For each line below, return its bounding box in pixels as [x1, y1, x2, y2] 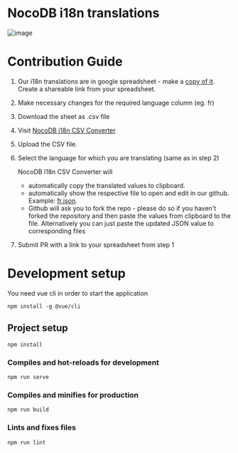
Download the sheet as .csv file [17, 112, 110, 120]
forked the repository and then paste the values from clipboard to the [28, 212, 231, 220]
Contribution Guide [7, 53, 123, 70]
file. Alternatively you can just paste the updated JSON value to [28, 219, 215, 227]
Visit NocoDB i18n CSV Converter [17, 126, 116, 135]
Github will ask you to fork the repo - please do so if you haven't [28, 204, 217, 212]
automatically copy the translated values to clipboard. [28, 181, 186, 189]
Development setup [7, 266, 126, 282]
